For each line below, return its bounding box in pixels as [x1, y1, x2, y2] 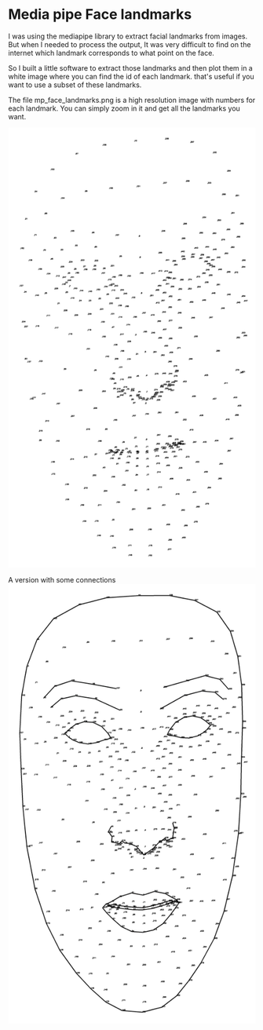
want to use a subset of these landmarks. [8, 80, 142, 89]
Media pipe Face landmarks [8, 5, 192, 24]
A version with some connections [8, 575, 116, 584]
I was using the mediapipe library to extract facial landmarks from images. [8, 31, 248, 41]
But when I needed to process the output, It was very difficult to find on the [8, 39, 251, 49]
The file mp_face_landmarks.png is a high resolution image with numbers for [8, 95, 256, 104]
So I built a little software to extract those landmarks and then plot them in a [8, 63, 253, 72]
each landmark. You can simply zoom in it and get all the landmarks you [8, 104, 241, 113]
